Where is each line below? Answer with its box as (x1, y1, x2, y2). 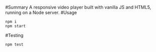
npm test (5, 42, 24, 47)
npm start (5, 23, 26, 28)
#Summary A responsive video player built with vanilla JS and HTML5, (5, 4, 151, 10)
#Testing (5, 32, 24, 38)
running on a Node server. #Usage (5, 9, 77, 15)
